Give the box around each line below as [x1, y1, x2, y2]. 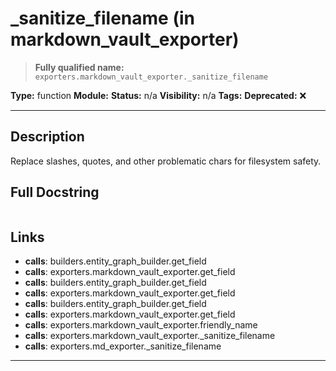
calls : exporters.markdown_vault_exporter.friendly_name [24, 319, 258, 331]
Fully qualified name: [34, 61, 125, 73]
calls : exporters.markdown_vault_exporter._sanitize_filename [24, 330, 276, 342]
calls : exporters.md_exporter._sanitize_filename [24, 340, 222, 352]
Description [10, 128, 85, 146]
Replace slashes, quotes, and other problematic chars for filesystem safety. [10, 155, 322, 167]
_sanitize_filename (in [10, 7, 195, 30]
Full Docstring [10, 184, 100, 201]
